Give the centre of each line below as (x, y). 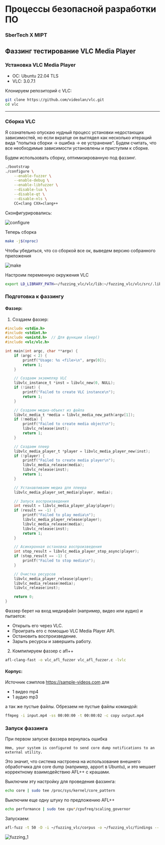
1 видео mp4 (25, 692)
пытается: (15, 616)
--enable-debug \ (32, 181)
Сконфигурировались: (28, 213)
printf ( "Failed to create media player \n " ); (69, 460)
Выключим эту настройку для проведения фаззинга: (61, 782)
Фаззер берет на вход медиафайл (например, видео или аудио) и (74, 611)
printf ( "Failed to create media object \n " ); (69, 424)
